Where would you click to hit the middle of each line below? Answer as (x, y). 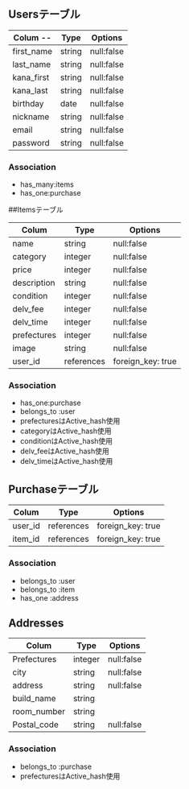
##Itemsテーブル (36, 210)
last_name (32, 64)
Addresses (36, 623)
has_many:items (47, 184)
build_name (34, 699)
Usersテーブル (44, 14)
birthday (28, 103)
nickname (31, 117)
